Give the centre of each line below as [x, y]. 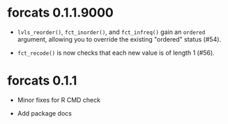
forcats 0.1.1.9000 [60, 13]
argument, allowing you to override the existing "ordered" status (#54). [119, 39]
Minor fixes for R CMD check [59, 100]
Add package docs [44, 113]
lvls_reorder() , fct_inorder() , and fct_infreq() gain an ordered [111, 32]
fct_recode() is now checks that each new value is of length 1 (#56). [116, 53]
